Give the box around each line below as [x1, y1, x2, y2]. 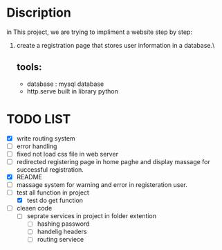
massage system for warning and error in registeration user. [16, 181, 187, 188]
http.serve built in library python [26, 87, 119, 95]
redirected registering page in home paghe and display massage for [16, 157, 210, 166]
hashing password [37, 220, 90, 228]
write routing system [16, 134, 75, 143]
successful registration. [16, 165, 84, 174]
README [16, 172, 43, 181]
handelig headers [37, 227, 87, 236]
